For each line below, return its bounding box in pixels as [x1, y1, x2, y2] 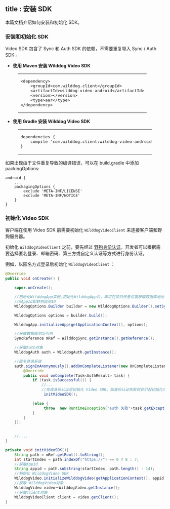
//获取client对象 [14, 490, 48, 495]
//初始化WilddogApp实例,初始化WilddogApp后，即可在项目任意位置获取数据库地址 [14, 294, 164, 300]
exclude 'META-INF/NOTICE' [23, 193, 80, 199]
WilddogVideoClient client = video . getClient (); [14, 494, 119, 500]
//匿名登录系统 [14, 359, 42, 364]
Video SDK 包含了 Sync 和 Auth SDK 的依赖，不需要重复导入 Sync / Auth [5, 46, 157, 52]
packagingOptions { [14, 184, 56, 189]
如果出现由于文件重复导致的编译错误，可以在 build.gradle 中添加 [5, 160, 139, 166]
